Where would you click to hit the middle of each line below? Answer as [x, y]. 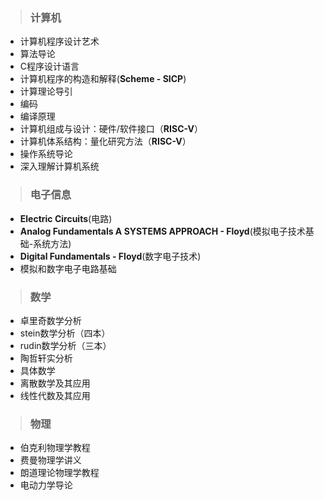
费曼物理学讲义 [50, 460]
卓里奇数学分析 [50, 320]
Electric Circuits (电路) [66, 218]
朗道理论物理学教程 [59, 473]
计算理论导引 [46, 91]
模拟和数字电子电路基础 [68, 268]
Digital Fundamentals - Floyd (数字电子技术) [110, 256]
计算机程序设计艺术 [59, 41]
